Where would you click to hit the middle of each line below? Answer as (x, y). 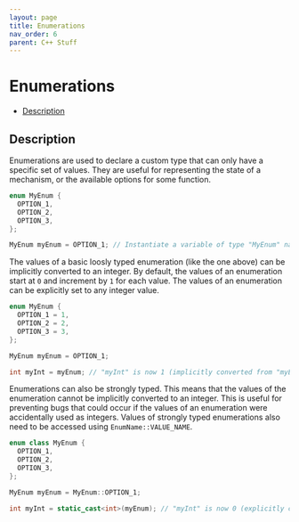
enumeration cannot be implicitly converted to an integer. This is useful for (146, 398)
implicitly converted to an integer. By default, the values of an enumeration (146, 272)
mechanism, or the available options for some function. (110, 179)
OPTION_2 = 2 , (43, 323)
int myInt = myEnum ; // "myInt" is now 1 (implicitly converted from (141, 372)
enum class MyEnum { (48, 443)
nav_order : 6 (33, 34)
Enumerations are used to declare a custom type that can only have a (137, 160)
